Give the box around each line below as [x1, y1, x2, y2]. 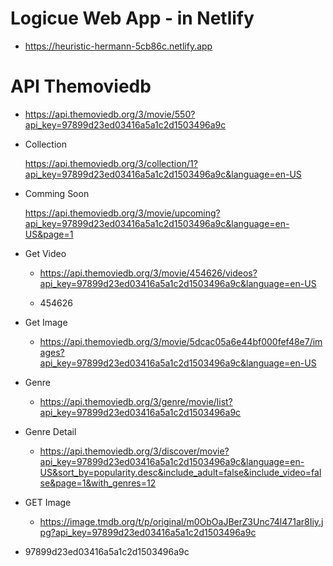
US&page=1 [24, 228, 74, 240]
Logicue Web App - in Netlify [10, 7, 255, 30]
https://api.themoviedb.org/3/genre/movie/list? [39, 395, 233, 407]
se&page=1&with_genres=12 [39, 477, 157, 489]
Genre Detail [24, 425, 77, 437]
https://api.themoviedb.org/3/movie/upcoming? [24, 207, 221, 219]
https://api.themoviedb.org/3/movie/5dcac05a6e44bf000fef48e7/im [39, 335, 323, 347]
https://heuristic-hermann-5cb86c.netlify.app [24, 40, 213, 52]
